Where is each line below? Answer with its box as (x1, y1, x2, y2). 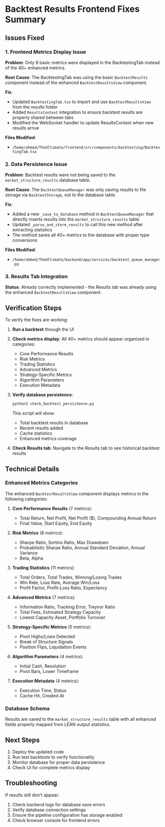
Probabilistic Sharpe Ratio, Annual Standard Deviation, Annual (19, 544, 145, 551)
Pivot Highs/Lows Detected (19, 633, 75, 639)
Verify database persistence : (12, 392, 73, 398)
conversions (12, 237, 38, 243)
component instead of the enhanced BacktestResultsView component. (5, 79, 148, 85)
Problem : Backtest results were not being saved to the (5, 172, 116, 178)
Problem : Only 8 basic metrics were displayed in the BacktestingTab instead (5, 59, 160, 65)
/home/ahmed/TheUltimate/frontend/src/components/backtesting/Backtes (12, 145, 161, 150)
